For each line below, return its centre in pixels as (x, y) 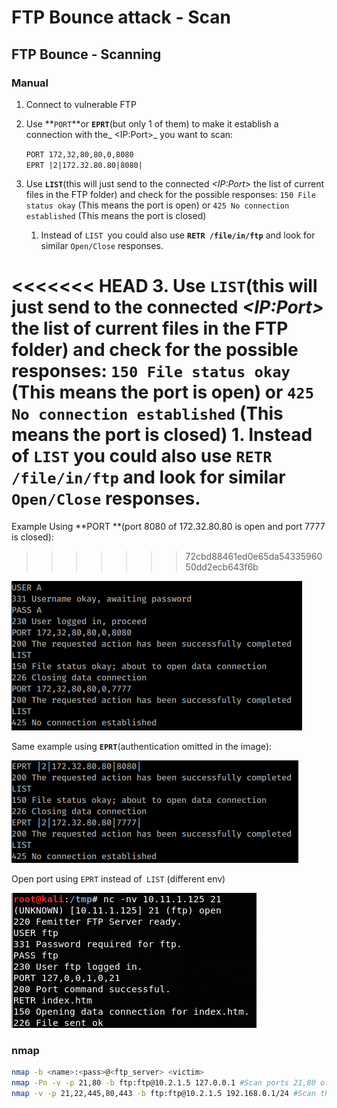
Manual (30, 83)
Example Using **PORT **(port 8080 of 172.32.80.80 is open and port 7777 (168, 526)
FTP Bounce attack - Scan (121, 17)
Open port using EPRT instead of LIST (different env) (118, 878)
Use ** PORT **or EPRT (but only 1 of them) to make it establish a (152, 123)
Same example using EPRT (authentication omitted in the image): (142, 746)
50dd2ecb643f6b (222, 567)
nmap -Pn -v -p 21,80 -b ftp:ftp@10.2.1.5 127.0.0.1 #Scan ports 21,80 (163, 1082)
